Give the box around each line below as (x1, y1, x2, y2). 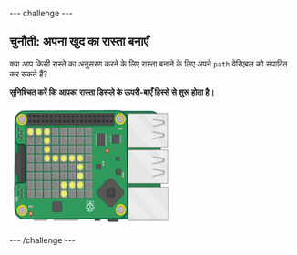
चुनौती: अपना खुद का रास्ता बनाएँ (9, 34, 149, 49)
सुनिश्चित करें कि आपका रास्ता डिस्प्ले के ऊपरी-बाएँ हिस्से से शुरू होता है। (9, 87, 215, 97)
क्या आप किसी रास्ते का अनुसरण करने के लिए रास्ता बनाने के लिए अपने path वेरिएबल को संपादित (9, 58, 288, 69)
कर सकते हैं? (9, 68, 48, 79)
